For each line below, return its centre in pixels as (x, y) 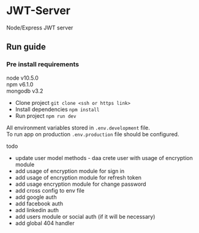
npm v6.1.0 (20, 84)
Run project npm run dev (46, 116)
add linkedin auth (37, 210)
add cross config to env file (50, 190)
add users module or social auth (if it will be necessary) (85, 216)
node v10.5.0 (22, 78)
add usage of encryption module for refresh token (78, 177)
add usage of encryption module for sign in (70, 171)
